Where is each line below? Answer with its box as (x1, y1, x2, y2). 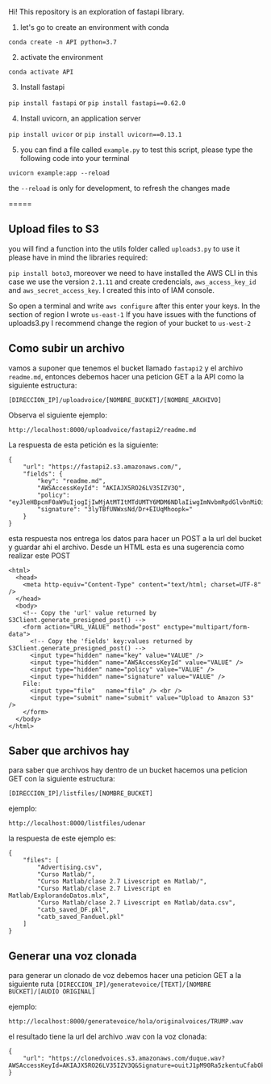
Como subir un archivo (8, 341, 125, 355)
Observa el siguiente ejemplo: (8, 410, 107, 420)
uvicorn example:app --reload (8, 169, 110, 177)
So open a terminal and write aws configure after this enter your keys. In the (8, 301, 261, 311)
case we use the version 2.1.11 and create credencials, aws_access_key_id (8, 277, 256, 286)
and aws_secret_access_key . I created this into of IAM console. (8, 285, 215, 294)
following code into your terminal (19, 154, 130, 163)
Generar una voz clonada (8, 949, 137, 963)
